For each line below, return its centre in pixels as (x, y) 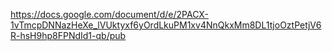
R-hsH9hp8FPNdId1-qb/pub (68, 35)
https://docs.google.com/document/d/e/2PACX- (109, 14)
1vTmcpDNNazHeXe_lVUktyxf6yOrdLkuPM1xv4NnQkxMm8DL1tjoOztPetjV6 (166, 25)
